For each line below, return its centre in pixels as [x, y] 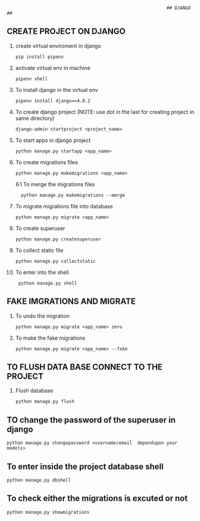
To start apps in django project [53, 140]
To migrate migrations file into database [64, 206]
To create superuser [40, 228]
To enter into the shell [42, 272]
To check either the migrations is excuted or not [97, 499]
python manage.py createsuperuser [58, 239]
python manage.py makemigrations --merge [73, 195]
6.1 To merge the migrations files [55, 184]
